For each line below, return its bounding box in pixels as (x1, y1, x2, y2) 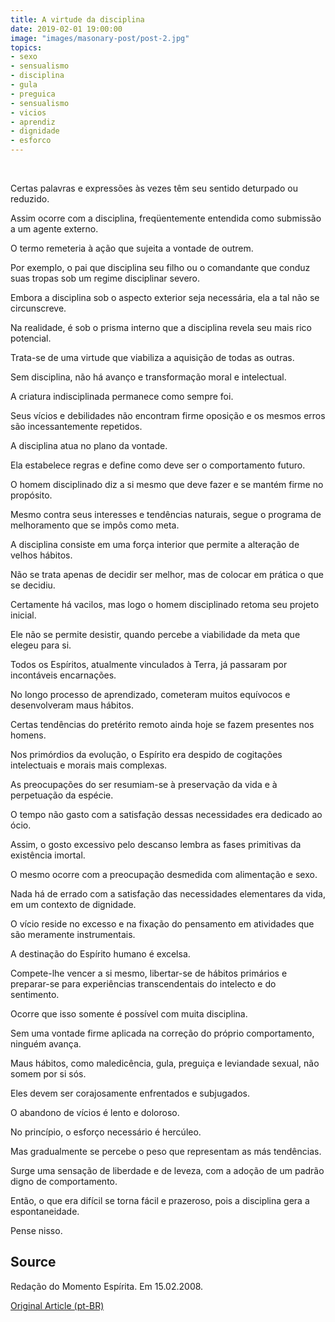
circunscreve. (10, 302, 67, 314)
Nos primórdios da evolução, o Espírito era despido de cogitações (10, 749, 283, 760)
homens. (10, 729, 47, 741)
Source (10, 1254, 57, 1271)
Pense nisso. (10, 1225, 63, 1236)
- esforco (10, 136, 52, 146)
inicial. (10, 609, 37, 621)
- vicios (10, 107, 47, 118)
